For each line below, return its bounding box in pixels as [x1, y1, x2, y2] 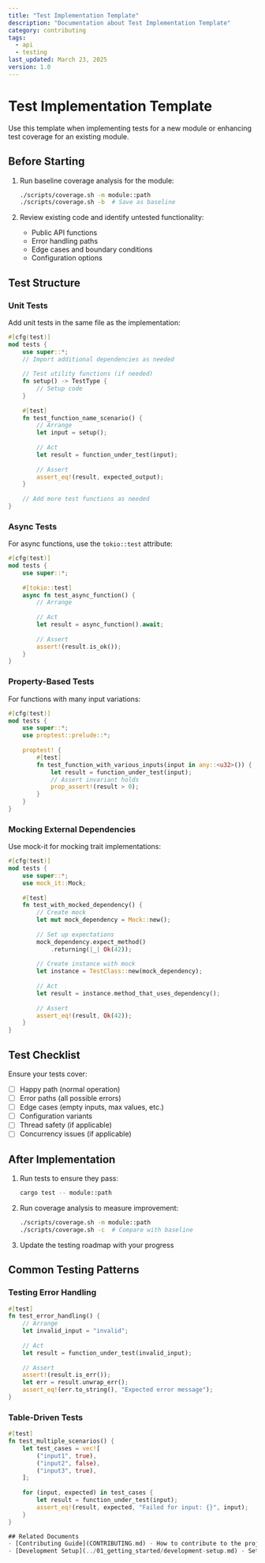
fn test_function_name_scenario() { [22, 414, 144, 422]
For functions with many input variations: [8, 694, 141, 704]
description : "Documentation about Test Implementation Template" [8, 19, 231, 27]
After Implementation [8, 1152, 116, 1166]
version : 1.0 [8, 63, 51, 71]
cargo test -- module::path [19, 1189, 112, 1197]
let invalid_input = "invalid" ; [22, 1327, 129, 1335]
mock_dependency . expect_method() [36, 938, 147, 946]
